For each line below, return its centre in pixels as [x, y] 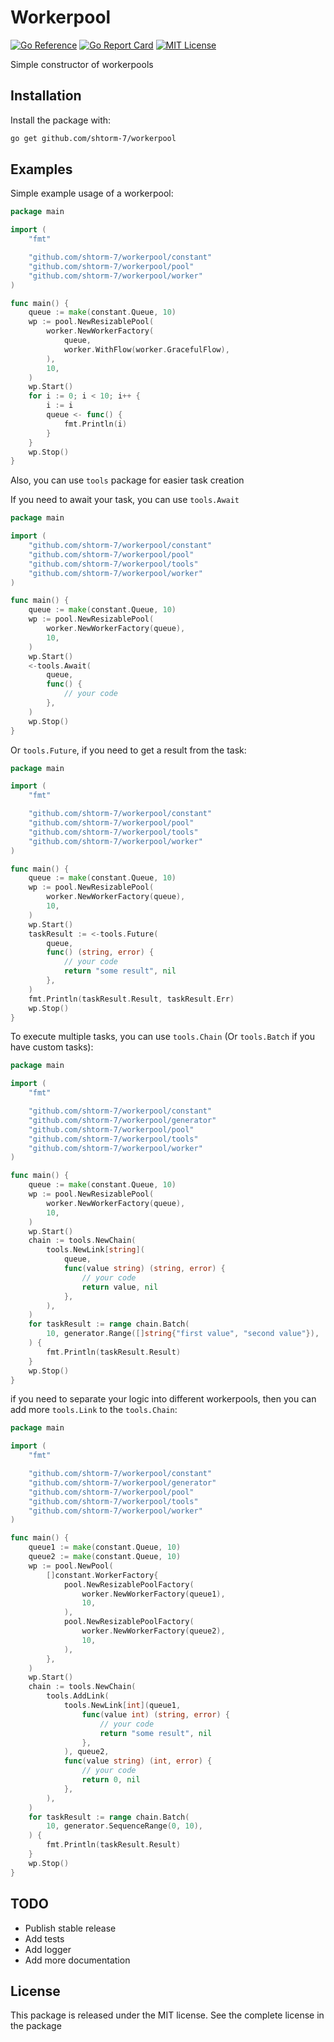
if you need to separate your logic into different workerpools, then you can [163, 1399]
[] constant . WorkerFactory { [102, 1575]
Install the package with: [61, 120]
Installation [46, 96]
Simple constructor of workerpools [82, 64]
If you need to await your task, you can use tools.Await [125, 500]
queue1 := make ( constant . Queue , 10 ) [105, 1547]
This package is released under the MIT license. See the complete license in [167, 2015]
